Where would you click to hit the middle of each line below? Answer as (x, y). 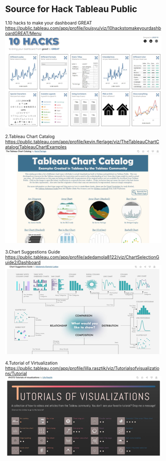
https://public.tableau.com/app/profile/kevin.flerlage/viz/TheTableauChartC (82, 142)
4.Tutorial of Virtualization (31, 363)
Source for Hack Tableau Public (71, 9)
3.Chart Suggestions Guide (33, 252)
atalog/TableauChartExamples (36, 147)
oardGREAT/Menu (24, 33)
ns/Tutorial (16, 374)
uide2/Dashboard (23, 262)
